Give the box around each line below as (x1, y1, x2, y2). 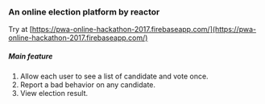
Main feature (8, 51, 53, 61)
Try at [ (8, 25, 33, 34)
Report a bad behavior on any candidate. (19, 80, 155, 90)
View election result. (19, 89, 89, 98)
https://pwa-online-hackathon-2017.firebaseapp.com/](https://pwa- (31, 25, 256, 34)
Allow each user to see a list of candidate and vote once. (19, 71, 209, 82)
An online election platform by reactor (8, 6, 160, 18)
